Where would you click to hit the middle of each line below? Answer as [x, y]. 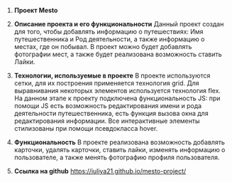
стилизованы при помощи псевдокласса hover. [86, 128]
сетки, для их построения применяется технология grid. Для [106, 83]
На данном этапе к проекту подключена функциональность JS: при [117, 98]
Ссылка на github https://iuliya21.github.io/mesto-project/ [100, 171]
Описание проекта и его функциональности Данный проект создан [119, 24]
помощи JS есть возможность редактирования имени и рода [108, 106]
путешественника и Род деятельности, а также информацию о [109, 39]
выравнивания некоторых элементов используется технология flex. [117, 91]
